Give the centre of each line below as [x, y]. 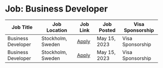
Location [57, 30]
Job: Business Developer [57, 9]
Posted [107, 30]
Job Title [22, 27]
